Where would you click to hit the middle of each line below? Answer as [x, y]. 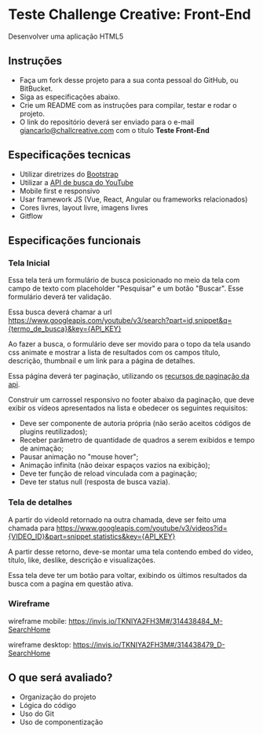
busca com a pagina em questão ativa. [71, 584]
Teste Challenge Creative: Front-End [130, 15]
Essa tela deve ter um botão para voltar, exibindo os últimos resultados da [128, 575]
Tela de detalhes [40, 502]
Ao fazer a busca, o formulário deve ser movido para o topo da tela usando [130, 344]
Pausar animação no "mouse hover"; [79, 457]
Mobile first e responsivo [60, 191]
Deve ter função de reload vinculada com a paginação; [108, 473]
